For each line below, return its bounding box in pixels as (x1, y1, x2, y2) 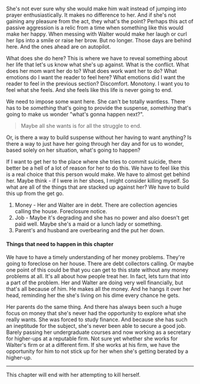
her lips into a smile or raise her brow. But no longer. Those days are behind (6, 37, 192, 44)
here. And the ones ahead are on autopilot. (6, 43, 111, 50)
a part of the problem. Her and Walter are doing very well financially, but (6, 279, 183, 286)
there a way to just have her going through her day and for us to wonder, (6, 140, 185, 147)
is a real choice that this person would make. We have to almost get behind (6, 171, 190, 178)
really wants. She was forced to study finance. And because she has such (6, 316, 187, 323)
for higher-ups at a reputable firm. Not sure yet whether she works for (6, 335, 178, 342)
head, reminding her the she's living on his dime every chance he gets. (6, 292, 180, 299)
